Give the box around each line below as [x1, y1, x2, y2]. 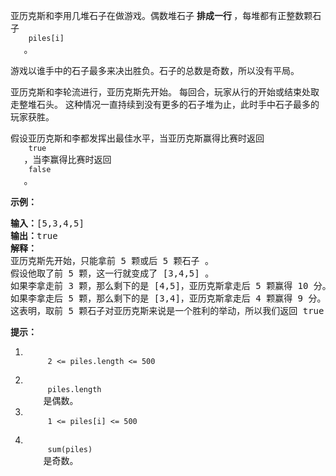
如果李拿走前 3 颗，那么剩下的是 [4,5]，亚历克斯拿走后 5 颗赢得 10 [10, 280, 309, 291]
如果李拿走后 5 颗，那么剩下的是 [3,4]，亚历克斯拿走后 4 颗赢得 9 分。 [10, 293, 327, 304]
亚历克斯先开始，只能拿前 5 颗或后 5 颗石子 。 [10, 255, 214, 266]
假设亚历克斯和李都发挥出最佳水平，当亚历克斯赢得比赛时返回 [10, 132, 265, 144]
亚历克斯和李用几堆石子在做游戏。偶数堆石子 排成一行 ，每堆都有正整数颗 [10, 10, 313, 21]
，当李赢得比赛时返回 [23, 154, 112, 165]
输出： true [10, 230, 58, 241]
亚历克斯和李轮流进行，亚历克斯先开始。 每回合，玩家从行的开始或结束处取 [10, 86, 320, 98]
